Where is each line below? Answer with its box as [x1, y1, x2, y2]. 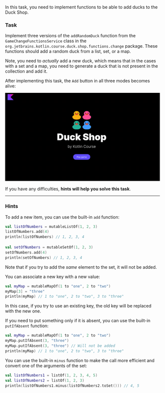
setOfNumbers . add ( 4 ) [5, 250, 48, 255]
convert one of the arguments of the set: [5, 363, 87, 368]
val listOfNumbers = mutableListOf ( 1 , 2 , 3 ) [5, 224, 98, 229]
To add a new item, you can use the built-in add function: [5, 214, 119, 220]
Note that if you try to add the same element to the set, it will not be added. [5, 264, 157, 270]
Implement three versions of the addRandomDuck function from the [5, 33, 136, 39]
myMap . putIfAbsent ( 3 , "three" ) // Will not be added [5, 343, 115, 348]
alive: [5, 83, 16, 89]
